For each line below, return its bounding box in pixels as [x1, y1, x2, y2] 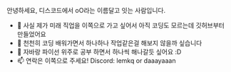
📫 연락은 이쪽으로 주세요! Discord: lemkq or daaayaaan [16, 56, 176, 65]
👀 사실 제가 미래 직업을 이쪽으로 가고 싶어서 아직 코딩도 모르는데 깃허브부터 [16, 21, 225, 30]
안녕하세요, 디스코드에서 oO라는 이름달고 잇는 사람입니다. [6, 6, 165, 14]
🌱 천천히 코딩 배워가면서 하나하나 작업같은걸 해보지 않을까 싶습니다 [16, 39, 202, 47]
